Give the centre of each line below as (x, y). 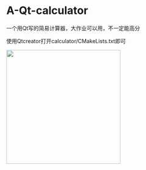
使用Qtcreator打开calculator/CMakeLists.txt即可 (66, 41)
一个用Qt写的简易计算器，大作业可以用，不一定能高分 (73, 28)
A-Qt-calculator (47, 11)
